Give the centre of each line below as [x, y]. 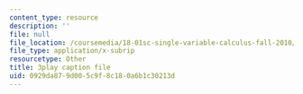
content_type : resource [54, 17]
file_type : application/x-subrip [72, 51]
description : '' [40, 26]
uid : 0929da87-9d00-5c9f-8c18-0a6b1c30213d [92, 76]
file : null [30, 34]
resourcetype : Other [48, 59]
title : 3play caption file [60, 68]
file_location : [38, 43]
